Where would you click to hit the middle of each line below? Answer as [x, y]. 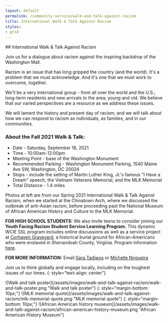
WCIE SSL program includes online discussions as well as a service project [83, 232]
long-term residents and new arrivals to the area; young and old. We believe [84, 98]
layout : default [22, 11]
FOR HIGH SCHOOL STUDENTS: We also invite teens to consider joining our [84, 221]
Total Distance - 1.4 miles [39, 186]
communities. [19, 124]
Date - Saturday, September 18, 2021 [51, 148]
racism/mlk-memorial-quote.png [39, 299]
